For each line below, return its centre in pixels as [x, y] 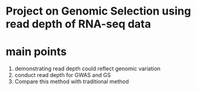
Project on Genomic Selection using [98, 11]
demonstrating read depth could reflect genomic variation [87, 69]
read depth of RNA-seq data [78, 24]
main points [36, 52]
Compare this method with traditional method [72, 82]
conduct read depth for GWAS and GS [63, 75]
